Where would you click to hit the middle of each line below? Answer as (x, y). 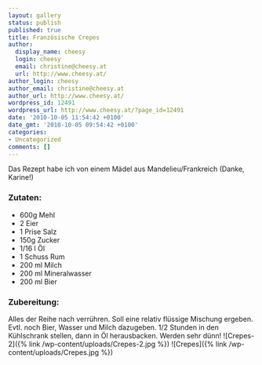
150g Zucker (40, 239)
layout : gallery (35, 15)
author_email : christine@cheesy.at (66, 88)
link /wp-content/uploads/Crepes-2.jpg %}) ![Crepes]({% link (128, 344)
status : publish (35, 23)
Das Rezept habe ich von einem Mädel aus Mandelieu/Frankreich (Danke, (126, 169)
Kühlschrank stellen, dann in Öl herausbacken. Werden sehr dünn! (115, 335)
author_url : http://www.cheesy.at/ (66, 96)
